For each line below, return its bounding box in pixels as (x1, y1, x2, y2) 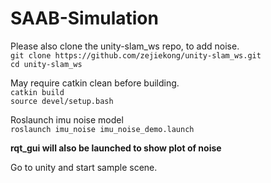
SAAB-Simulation (10, 7, 159, 30)
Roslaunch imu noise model (10, 113, 124, 126)
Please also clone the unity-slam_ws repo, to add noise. (10, 40, 240, 52)
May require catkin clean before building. (10, 77, 180, 89)
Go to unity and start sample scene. (10, 161, 158, 173)
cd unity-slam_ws (10, 59, 83, 69)
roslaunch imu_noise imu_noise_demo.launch (10, 124, 195, 134)
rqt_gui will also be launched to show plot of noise (10, 142, 222, 154)
